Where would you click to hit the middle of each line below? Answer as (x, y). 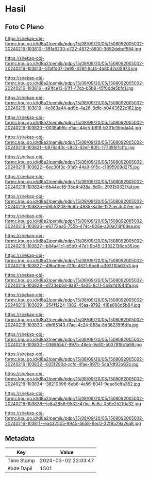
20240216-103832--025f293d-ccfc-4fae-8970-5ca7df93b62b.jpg (72, 364)
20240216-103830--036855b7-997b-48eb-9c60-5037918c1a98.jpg (74, 345)
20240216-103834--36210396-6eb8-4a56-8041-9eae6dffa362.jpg (73, 384)
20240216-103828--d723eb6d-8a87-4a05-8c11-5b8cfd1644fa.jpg (72, 285)
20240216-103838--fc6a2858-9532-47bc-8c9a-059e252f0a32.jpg (73, 404)
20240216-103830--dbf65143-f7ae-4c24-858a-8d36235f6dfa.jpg (72, 325)
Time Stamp (21, 461)
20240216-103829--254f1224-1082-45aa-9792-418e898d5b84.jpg (73, 305)
